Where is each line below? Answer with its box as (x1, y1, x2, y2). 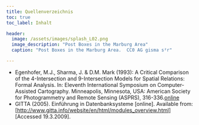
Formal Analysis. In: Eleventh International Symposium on (14, 81, 157, 88)
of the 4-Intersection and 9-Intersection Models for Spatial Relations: (14, 75, 185, 82)
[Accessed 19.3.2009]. (14, 112, 71, 120)
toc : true (6, 14, 31, 20)
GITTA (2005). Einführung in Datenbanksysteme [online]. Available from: (14, 100, 193, 107)
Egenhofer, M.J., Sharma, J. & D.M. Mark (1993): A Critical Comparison (14, 68, 189, 76)
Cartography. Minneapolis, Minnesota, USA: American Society (38, 87, 191, 95)
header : (6, 30, 26, 36)
